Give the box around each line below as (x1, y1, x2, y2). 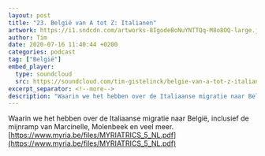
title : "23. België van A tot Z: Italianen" (8, 19, 157, 27)
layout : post (8, 11, 51, 20)
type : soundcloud (15, 70, 73, 78)
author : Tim (8, 33, 47, 42)
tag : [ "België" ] (8, 56, 62, 64)
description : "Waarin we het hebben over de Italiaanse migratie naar (8, 92, 245, 100)
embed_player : (8, 63, 55, 71)
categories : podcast (8, 48, 77, 56)
